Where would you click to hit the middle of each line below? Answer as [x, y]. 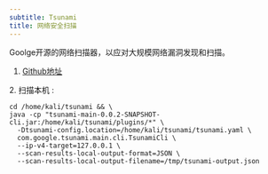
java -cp [25, 115]
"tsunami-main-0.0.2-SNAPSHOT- [103, 115]
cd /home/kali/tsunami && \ [61, 107]
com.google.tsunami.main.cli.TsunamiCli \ [97, 138]
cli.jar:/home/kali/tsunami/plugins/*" [83, 122]
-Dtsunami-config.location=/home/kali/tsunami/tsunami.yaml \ [134, 130]
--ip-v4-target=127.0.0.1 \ [69, 146]
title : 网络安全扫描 [43, 26]
